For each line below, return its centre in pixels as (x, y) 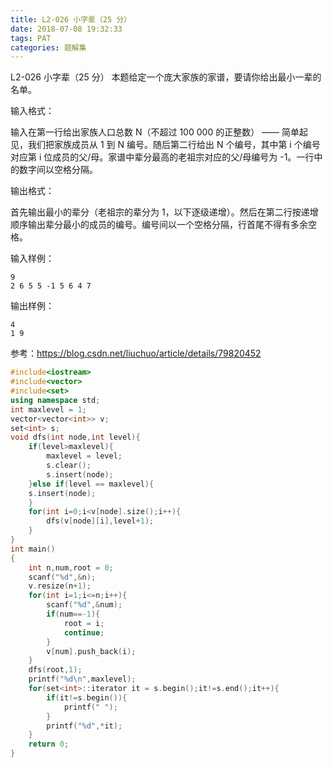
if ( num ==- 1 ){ (73, 614)
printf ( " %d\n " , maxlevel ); (82, 679)
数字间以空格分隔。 (58, 170)
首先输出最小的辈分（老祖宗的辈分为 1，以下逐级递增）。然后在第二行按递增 (164, 212)
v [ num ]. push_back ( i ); (91, 651)
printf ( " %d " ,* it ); (84, 726)
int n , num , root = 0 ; (71, 567)
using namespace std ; (55, 400)
